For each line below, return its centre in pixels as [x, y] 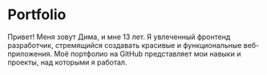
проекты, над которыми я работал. [67, 62]
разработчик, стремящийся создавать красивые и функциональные [125, 45]
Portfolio [37, 15]
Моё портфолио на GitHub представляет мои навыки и [148, 53]
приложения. [30, 53]
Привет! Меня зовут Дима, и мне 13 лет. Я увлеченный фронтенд [119, 37]
